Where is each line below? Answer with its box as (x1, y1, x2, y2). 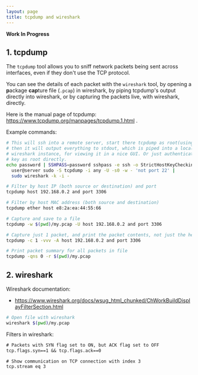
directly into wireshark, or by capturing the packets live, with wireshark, (6, 93, 180, 100)
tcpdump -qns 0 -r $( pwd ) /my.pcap (6, 254, 91, 259)
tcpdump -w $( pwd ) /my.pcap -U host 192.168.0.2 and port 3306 (6, 221, 162, 227)
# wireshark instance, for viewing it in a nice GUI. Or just (6, 151, 162, 157)
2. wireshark (6, 269, 53, 280)
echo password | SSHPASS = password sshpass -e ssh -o (6, 162, 138, 168)
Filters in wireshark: (6, 331, 54, 338)
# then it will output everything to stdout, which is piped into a (6, 146, 178, 152)
